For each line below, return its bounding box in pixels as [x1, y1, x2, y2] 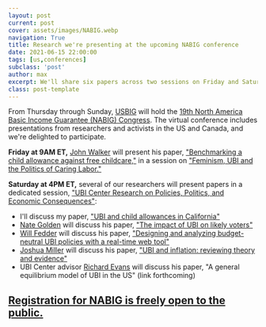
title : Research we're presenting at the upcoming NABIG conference [8, 41, 239, 49]
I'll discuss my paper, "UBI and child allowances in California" [19, 211, 220, 222]
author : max [8, 70, 47, 78]
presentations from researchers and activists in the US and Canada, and [8, 124, 244, 133]
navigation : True [8, 33, 66, 42]
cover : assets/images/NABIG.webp [8, 26, 119, 34]
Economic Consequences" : [8, 196, 97, 206]
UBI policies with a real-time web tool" [44, 237, 170, 246]
